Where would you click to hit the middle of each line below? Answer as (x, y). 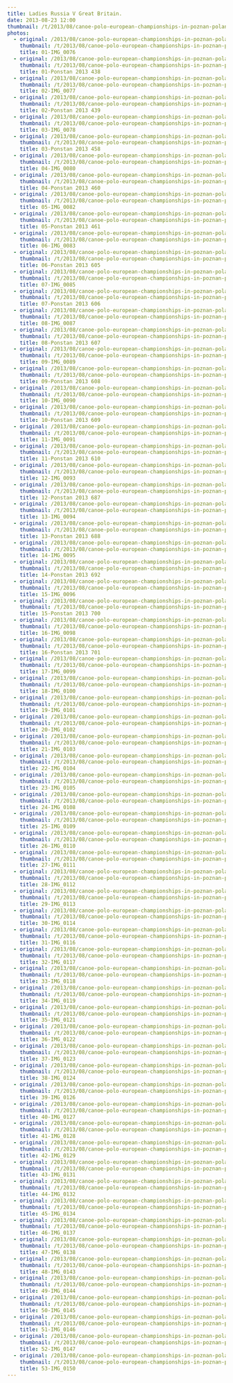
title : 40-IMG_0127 (48, 1117)
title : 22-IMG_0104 (48, 769)
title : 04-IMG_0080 (48, 168)
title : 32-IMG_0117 (48, 962)
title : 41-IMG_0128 (48, 1136)
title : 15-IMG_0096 (48, 594)
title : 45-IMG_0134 (48, 1214)
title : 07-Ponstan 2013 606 (60, 304)
